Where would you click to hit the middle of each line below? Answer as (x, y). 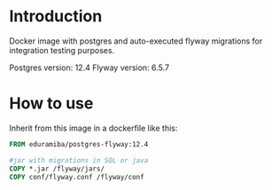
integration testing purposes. (62, 50)
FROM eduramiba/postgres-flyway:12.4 (79, 144)
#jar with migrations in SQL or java (79, 160)
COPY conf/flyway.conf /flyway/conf (77, 177)
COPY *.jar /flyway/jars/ (57, 169)
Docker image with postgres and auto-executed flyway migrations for (136, 41)
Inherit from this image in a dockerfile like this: (93, 128)
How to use (51, 103)
